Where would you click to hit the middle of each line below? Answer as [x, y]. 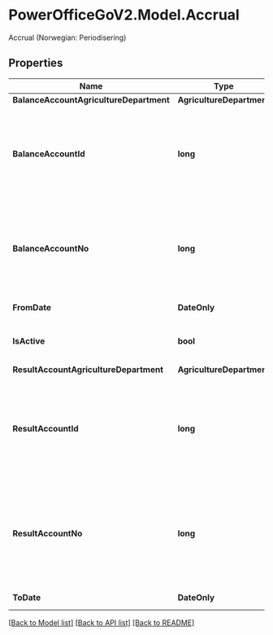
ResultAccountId [45, 428]
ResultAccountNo [48, 533]
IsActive [29, 341]
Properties [36, 63]
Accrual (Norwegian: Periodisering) [67, 37]
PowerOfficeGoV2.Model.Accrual [124, 15]
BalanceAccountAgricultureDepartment [91, 99]
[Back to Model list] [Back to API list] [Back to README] [102, 622]
